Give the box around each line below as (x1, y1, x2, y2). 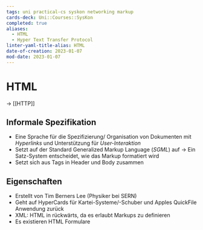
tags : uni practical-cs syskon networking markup (6, 8, 134, 15)
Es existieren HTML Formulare (14, 218, 91, 225)
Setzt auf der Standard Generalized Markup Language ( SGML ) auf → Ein (14, 146, 196, 153)
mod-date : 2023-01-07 (6, 54, 61, 60)
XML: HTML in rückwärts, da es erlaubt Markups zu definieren (14, 212, 170, 219)
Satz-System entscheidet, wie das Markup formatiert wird (14, 152, 159, 160)
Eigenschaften (6, 176, 62, 187)
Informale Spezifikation (6, 117, 97, 127)
